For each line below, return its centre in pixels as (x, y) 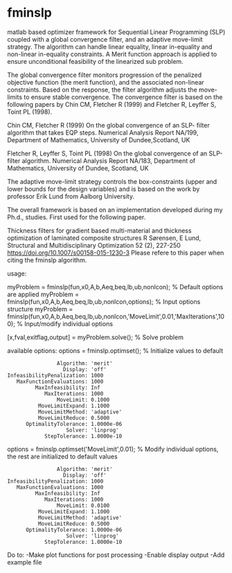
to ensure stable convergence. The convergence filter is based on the (123, 97)
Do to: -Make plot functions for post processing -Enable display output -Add (116, 555)
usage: (17, 273)
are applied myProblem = (43, 294)
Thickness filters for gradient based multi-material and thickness (99, 230)
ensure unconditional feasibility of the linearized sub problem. (95, 61)
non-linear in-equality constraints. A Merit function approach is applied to (112, 54)
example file (25, 562)
